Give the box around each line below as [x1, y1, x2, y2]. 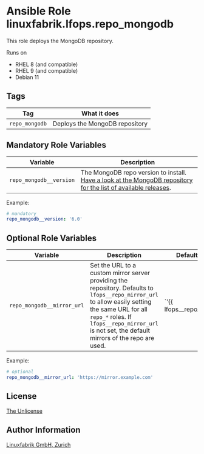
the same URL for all [90, 305, 148, 313]
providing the [90, 276, 128, 285]
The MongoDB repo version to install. [80, 168, 187, 176]
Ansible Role [6, 4, 71, 18]
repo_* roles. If [90, 313, 132, 321]
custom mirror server [90, 269, 151, 277]
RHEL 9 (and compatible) [15, 67, 78, 74]
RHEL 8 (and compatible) [15, 61, 78, 68]
